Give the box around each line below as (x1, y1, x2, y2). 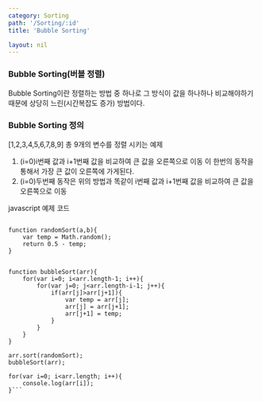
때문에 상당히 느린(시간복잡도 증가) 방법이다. (8, 98, 145, 107)
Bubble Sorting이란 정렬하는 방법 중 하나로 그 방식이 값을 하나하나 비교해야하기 (8, 88, 254, 98)
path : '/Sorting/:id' (8, 19, 80, 27)
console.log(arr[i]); (22, 379, 94, 387)
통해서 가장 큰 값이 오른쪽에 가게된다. (19, 166, 135, 176)
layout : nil (8, 41, 48, 49)
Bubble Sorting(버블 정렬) (8, 68, 106, 80)
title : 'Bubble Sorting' (8, 26, 91, 34)
